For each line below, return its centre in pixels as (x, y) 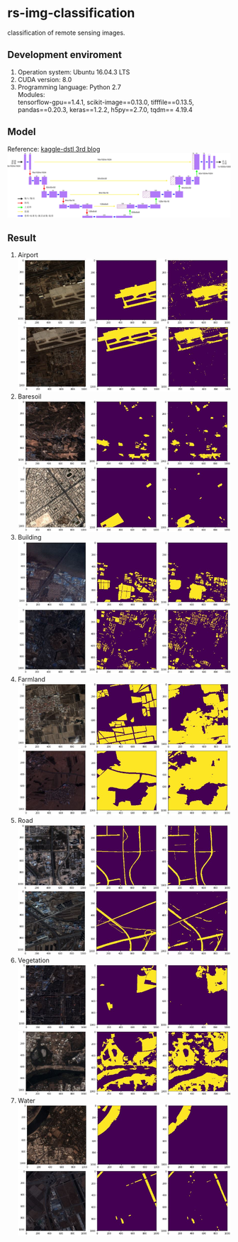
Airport (28, 255)
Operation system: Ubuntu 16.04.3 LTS (74, 72)
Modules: (31, 94)
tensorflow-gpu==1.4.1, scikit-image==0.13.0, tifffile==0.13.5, (106, 102)
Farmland (32, 679)
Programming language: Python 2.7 (69, 87)
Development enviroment (65, 55)
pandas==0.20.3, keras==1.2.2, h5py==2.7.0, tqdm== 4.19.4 (105, 109)
